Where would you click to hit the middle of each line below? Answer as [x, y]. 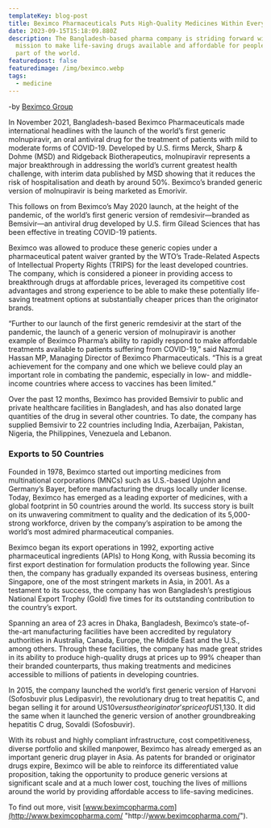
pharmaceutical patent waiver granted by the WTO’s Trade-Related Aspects [134, 256]
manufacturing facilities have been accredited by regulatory [133, 631]
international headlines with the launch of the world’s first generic [117, 131]
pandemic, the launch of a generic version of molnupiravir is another [122, 332]
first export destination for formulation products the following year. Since [129, 564]
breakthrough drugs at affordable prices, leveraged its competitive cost [127, 282]
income [21, 383]
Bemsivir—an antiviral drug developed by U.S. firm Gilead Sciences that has [134, 224]
